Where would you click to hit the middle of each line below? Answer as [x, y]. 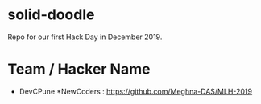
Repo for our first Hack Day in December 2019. [85, 37]
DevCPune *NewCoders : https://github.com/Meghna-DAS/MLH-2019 [136, 91]
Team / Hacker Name [79, 69]
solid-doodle [51, 15]
